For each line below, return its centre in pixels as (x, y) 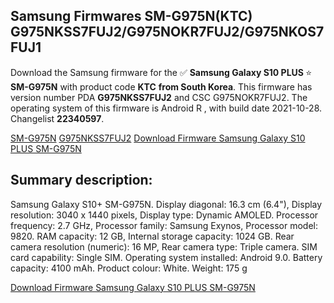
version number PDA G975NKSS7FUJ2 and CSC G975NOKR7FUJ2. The (159, 97)
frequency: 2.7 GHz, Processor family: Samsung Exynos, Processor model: (164, 225)
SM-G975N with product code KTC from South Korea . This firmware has (161, 86)
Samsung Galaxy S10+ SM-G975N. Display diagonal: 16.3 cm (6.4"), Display (166, 204)
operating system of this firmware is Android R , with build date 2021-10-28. (166, 108)
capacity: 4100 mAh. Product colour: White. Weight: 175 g (129, 268)
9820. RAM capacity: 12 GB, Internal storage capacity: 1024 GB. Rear (152, 236)
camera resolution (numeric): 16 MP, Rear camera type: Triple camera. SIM (164, 246)
